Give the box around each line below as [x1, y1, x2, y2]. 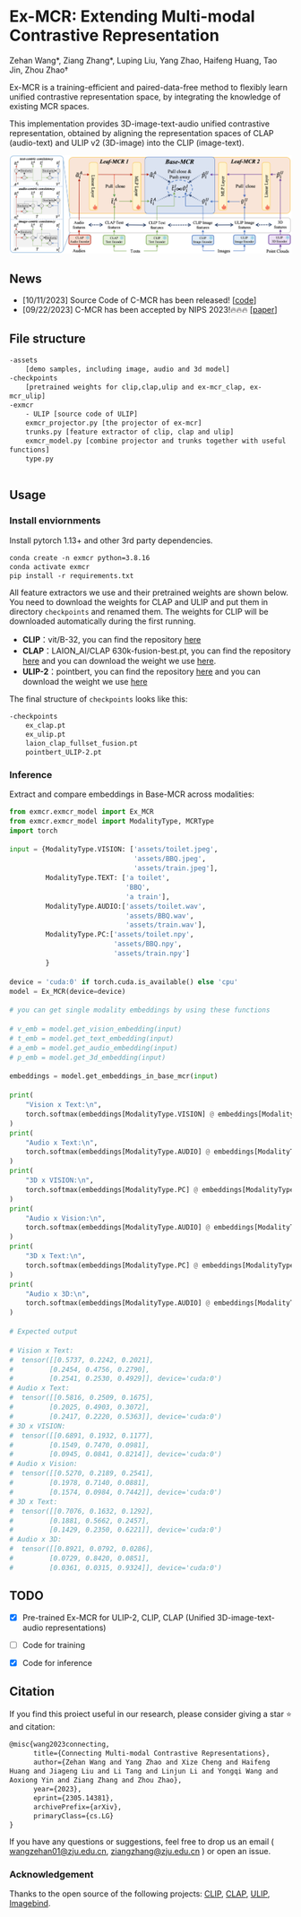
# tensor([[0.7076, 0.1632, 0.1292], [9, 1507, 154, 1515]
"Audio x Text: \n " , [25, 1138, 99, 1147]
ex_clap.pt [25, 721, 66, 730]
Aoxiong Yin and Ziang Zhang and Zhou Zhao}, [9, 1775, 182, 1784]
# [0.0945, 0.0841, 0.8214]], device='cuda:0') [9, 1450, 222, 1459]
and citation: [9, 1721, 56, 1731]
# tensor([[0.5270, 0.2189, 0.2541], [9, 1469, 154, 1478]
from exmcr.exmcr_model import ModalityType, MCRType [9, 816, 215, 825]
